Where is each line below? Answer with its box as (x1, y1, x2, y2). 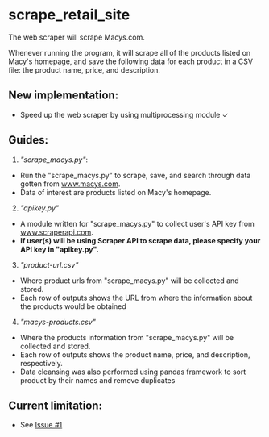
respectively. (19, 358, 63, 368)
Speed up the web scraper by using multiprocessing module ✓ (19, 110, 229, 119)
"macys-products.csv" (19, 317, 97, 327)
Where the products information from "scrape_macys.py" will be (19, 332, 234, 342)
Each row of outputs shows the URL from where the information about (19, 293, 253, 302)
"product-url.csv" (19, 260, 79, 269)
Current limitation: (8, 398, 103, 412)
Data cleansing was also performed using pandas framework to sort (19, 367, 246, 377)
